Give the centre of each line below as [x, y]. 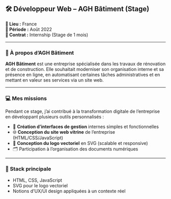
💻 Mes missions [26, 98]
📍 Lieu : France [21, 24]
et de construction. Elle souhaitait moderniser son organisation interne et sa [85, 69]
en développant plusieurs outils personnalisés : [55, 117]
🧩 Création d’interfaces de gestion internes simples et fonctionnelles [86, 127]
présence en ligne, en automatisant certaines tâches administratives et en [83, 75]
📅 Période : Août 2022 [29, 29]
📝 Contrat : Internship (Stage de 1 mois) [47, 35]
